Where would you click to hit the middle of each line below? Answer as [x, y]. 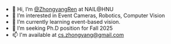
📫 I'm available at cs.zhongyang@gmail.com [68, 35]
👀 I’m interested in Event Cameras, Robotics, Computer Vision [89, 15]
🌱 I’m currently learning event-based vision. [66, 22]
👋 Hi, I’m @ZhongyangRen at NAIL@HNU [63, 9]
